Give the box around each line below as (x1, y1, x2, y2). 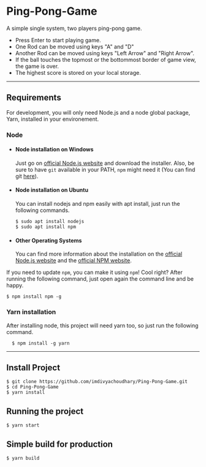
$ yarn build (6, 455, 40, 461)
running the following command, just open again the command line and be (6, 275, 194, 283)
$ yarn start (6, 422, 40, 428)
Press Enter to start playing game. (15, 36, 101, 44)
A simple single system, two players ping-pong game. (6, 25, 142, 32)
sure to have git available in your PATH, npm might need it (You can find (15, 165, 196, 173)
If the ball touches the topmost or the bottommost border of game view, (15, 56, 196, 63)
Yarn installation (6, 308, 56, 316)
